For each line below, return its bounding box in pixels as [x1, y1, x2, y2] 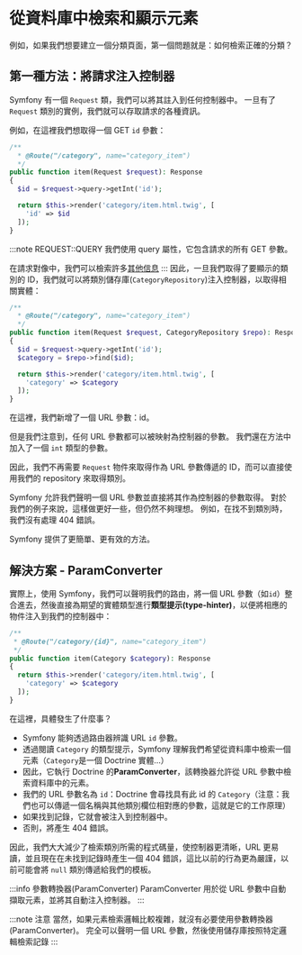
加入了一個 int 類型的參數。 [9, 442, 113, 453]
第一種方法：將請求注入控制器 [9, 68, 175, 84]
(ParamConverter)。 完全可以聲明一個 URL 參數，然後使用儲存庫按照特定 [9, 924, 280, 935]
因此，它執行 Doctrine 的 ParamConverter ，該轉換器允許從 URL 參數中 [22, 766, 284, 777]
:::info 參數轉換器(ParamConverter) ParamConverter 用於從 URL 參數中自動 [9, 883, 287, 894]
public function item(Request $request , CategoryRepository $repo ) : [9, 328, 271, 338]
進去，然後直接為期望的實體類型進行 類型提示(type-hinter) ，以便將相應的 [16, 599, 288, 610]
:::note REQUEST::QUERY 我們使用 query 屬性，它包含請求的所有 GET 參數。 [9, 243, 293, 254]
